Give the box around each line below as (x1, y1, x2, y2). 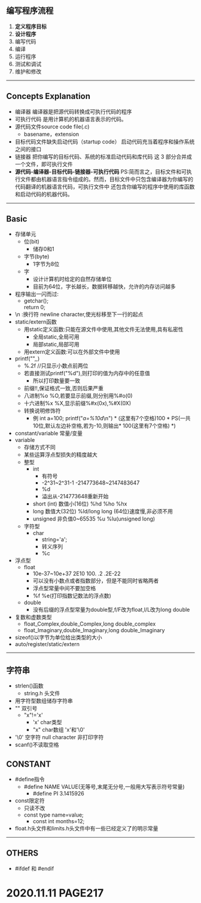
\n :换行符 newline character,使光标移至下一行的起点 (14, 311, 144, 318)
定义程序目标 (14, 23, 47, 30)
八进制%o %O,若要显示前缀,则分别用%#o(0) (23, 392, 133, 399)
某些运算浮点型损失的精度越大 (23, 451, 98, 458)
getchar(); (23, 297, 49, 304)
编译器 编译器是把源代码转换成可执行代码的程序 (14, 107, 132, 115)
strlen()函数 (14, 682, 44, 689)
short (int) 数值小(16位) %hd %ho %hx (32, 500, 127, 507)
